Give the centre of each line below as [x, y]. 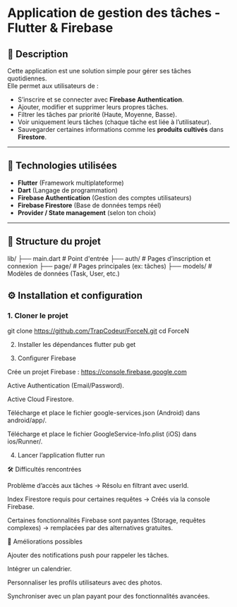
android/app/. [27, 420]
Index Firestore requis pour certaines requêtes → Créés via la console [109, 499]
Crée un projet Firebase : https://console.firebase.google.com [97, 372]
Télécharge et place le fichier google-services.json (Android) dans [104, 413]
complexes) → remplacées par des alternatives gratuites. [90, 528]
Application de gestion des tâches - [114, 13]
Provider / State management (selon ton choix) [87, 212]
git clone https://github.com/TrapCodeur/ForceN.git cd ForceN [98, 331]
